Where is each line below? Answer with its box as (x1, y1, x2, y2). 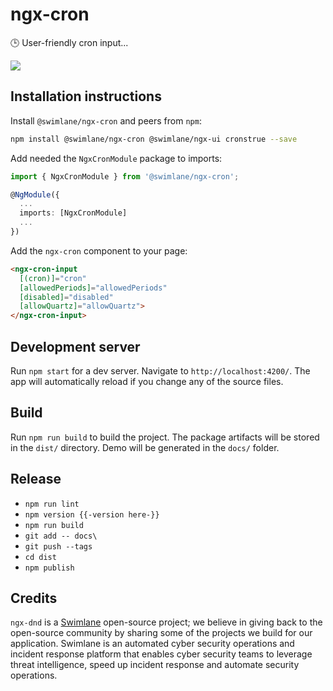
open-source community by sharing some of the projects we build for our (10, 627, 313, 639)
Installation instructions (10, 88, 162, 105)
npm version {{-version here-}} (24, 509, 160, 520)
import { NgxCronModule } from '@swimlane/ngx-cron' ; (10, 171, 240, 182)
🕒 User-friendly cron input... (10, 36, 129, 48)
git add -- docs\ (24, 531, 98, 541)
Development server (10, 338, 141, 355)
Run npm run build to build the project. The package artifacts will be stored (10, 431, 320, 443)
